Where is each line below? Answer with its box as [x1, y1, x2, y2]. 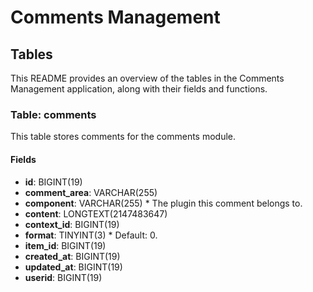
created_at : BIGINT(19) [24, 250, 121, 262]
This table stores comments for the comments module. [10, 131, 237, 143]
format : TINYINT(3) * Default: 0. [24, 229, 158, 241]
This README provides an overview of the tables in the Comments [10, 72, 285, 84]
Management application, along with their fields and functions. [10, 83, 268, 95]
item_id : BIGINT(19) [24, 239, 107, 251]
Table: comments [10, 107, 97, 121]
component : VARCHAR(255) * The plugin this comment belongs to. [24, 197, 303, 209]
